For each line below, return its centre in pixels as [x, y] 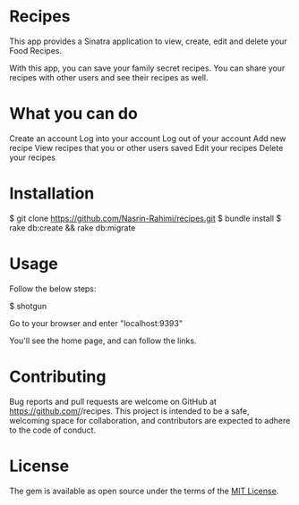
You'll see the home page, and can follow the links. [103, 341]
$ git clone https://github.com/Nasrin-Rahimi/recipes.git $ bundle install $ [145, 218]
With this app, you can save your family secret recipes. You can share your [147, 68]
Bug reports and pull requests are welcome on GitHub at [113, 401]
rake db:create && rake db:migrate [73, 227]
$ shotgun [28, 306]
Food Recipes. [36, 50]
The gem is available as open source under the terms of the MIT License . [144, 491]
